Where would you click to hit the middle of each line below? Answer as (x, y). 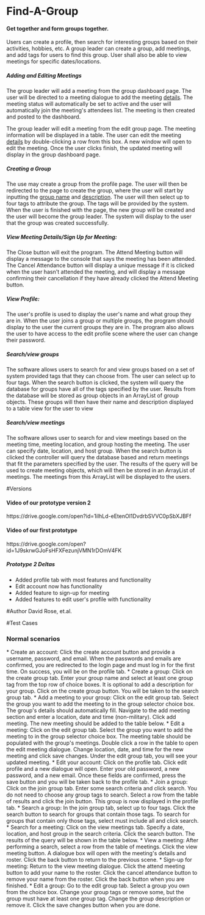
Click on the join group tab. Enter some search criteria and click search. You (102, 788)
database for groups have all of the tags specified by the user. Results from (101, 389)
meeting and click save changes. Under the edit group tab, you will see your (102, 756)
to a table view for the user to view (50, 409)
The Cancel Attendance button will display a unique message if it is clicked (100, 265)
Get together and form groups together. (57, 28)
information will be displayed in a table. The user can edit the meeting (94, 135)
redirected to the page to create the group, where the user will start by (95, 191)
